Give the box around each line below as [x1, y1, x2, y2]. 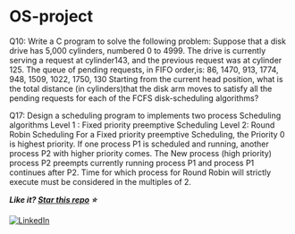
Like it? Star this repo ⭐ [9, 194, 97, 205]
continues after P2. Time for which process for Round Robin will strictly [9, 167, 272, 178]
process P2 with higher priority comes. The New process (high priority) [9, 147, 273, 158]
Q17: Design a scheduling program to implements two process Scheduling [9, 110, 282, 121]
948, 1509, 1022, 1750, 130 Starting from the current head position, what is [9, 73, 283, 84]
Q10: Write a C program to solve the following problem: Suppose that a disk [9, 36, 286, 46]
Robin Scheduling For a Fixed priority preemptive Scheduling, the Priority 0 [9, 129, 285, 139]
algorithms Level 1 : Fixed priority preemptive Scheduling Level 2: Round [9, 119, 275, 130]
